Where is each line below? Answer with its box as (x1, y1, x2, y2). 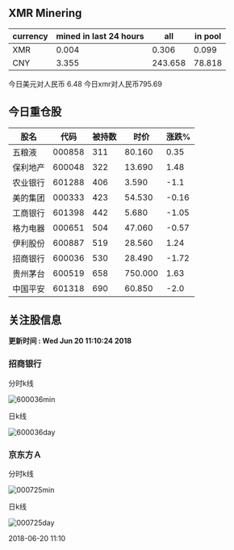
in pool (194, 30, 222, 41)
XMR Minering (8, 6, 82, 20)
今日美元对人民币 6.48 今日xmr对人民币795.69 (8, 78, 163, 88)
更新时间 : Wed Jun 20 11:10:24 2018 (8, 336, 132, 346)
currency (12, 30, 48, 41)
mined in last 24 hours (56, 30, 144, 41)
